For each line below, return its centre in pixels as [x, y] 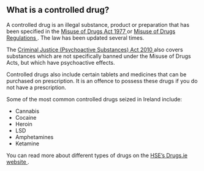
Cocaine [26, 117]
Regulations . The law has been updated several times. [75, 38]
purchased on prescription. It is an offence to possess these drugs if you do [102, 81]
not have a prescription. [36, 87]
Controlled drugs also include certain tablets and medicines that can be [96, 74]
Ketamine [27, 144]
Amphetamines [34, 137]
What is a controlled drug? [58, 10]
